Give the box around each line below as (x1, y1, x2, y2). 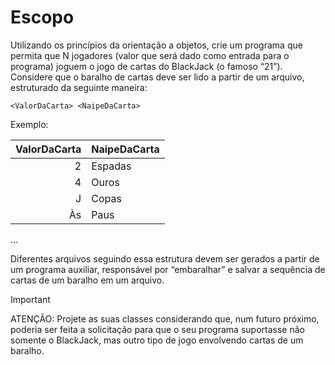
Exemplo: (10, 118, 49, 130)
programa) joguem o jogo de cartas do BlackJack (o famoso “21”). (10, 60, 283, 72)
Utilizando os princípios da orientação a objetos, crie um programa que (10, 39, 303, 51)
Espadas (91, 159, 132, 173)
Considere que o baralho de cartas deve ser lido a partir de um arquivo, (10, 71, 305, 83)
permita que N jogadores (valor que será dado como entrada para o (10, 49, 290, 61)
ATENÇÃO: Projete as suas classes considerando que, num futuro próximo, (10, 312, 320, 325)
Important (10, 293, 51, 305)
